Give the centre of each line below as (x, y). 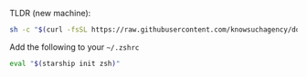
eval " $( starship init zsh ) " (65, 63)
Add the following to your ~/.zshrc (74, 47)
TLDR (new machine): (50, 13)
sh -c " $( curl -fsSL (49, 30)
